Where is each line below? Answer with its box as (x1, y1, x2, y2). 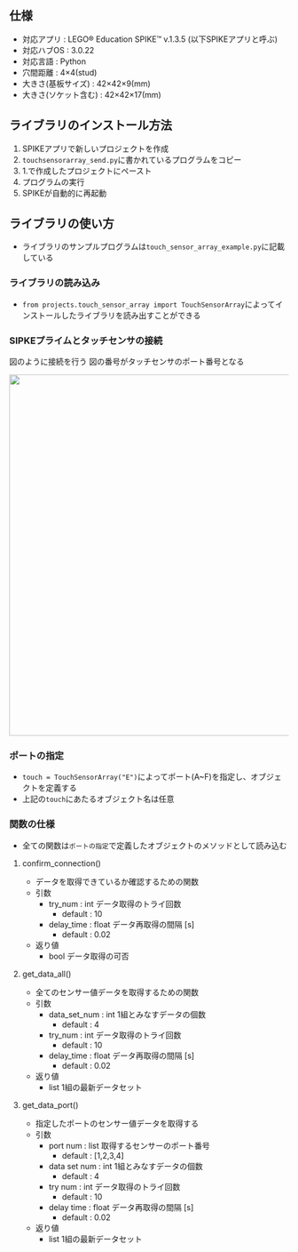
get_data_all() (21, 968, 72, 979)
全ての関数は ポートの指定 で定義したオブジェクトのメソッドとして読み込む (21, 839, 287, 851)
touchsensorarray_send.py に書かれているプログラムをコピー (21, 154, 242, 165)
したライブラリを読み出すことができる (60, 309, 201, 320)
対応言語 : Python (21, 56, 87, 67)
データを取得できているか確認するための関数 (35, 876, 200, 887)
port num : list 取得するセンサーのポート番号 (48, 1140, 210, 1151)
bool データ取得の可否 (48, 951, 130, 961)
